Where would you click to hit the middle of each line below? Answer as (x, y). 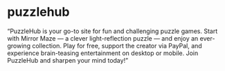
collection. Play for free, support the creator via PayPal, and (117, 45)
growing (19, 45)
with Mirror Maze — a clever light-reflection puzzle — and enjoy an (103, 38)
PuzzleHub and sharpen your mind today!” (68, 60)
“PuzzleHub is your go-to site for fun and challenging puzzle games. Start (112, 31)
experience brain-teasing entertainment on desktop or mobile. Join (103, 53)
